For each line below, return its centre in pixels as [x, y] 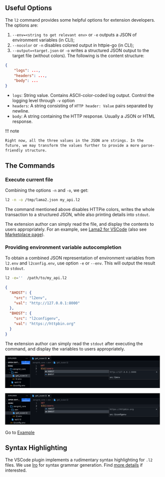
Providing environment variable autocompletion [63, 247]
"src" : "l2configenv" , [37, 319]
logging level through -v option [43, 101]
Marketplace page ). [25, 234]
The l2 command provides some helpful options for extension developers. [80, 20]
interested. [16, 470]
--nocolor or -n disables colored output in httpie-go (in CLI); [73, 45]
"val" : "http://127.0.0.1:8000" [47, 303]
